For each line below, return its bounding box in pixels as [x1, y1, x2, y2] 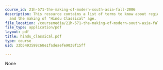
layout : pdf [5, 29, 29, 34]
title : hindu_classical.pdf [5, 34, 62, 39]
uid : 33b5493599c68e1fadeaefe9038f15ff [5, 43, 86, 48]
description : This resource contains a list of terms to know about [5, 12, 147, 16]
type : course [5, 39, 32, 43]
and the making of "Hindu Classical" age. [9, 16, 97, 21]
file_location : [5, 20, 36, 26]
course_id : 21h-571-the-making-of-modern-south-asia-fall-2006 [5, 7, 136, 12]
